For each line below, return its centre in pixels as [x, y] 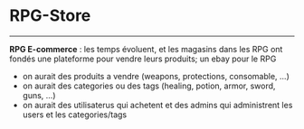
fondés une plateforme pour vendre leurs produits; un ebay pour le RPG [143, 59]
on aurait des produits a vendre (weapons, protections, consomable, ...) [156, 76]
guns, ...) [39, 95]
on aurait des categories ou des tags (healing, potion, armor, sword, [149, 86]
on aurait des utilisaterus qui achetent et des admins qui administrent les [157, 105]
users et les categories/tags [75, 115]
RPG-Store [50, 16]
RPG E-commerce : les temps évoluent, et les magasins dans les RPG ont [146, 49]
